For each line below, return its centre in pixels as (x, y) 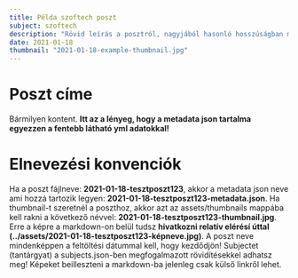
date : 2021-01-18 (41, 42)
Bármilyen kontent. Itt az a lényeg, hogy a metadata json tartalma (130, 119)
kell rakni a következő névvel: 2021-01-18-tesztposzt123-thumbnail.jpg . (143, 217)
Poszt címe (51, 95)
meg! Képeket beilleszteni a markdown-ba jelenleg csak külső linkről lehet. (145, 264)
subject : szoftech (43, 26)
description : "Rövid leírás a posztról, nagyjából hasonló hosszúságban (146, 34)
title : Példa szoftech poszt (63, 17)
